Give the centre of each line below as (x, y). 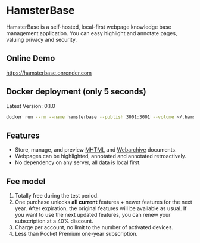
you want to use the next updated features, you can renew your (93, 215)
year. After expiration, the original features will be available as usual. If (101, 208)
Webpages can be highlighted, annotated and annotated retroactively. (100, 156)
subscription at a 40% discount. (54, 221)
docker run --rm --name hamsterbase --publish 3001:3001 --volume (90, 117)
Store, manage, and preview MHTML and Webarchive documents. (96, 150)
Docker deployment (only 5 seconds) (76, 92)
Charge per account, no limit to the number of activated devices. (94, 227)
